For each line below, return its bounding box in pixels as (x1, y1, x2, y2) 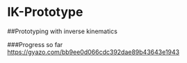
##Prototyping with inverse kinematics (7, 27, 118, 35)
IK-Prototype (7, 4, 83, 20)
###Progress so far (7, 40, 63, 48)
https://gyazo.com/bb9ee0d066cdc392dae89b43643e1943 (7, 48, 179, 56)
